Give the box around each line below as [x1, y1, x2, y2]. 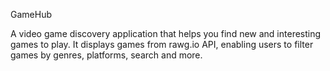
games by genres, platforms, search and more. [10, 49, 203, 61]
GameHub [10, 9, 52, 20]
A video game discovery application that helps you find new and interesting [10, 28, 322, 39]
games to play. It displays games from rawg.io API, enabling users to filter [10, 39, 314, 50]
